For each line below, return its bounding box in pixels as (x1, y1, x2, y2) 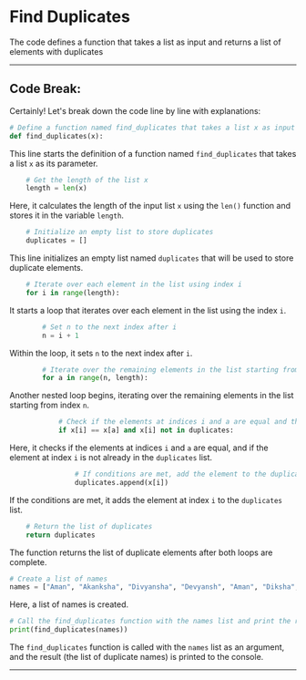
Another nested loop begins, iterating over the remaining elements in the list (9, 390, 294, 401)
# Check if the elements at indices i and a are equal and (57, 417, 287, 427)
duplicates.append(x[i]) (74, 478, 169, 487)
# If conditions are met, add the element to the (74, 469, 267, 479)
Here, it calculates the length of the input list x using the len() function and (9, 201, 291, 211)
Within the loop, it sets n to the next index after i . (9, 347, 193, 358)
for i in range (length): (25, 288, 120, 297)
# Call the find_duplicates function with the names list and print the (9, 617, 291, 626)
